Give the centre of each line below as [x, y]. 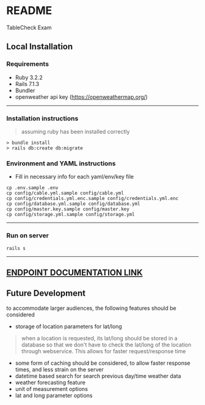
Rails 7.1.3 [27, 84]
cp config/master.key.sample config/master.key [68, 209]
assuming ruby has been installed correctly [75, 131]
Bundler [25, 90]
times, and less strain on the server [59, 369]
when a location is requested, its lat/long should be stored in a [99, 338]
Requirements [28, 64]
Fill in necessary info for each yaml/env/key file [74, 177]
